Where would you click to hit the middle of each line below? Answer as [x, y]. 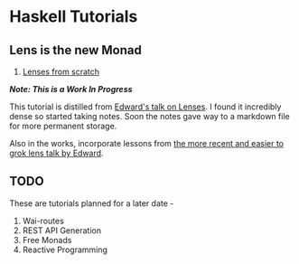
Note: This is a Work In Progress [71, 89]
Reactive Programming [65, 250]
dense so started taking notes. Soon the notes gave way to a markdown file [150, 116]
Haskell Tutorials [74, 17]
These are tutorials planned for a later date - [92, 203]
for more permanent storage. [63, 126]
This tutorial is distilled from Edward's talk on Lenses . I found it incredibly [145, 107]
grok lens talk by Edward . [56, 153]
